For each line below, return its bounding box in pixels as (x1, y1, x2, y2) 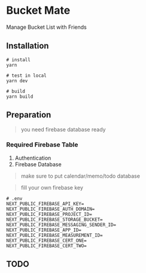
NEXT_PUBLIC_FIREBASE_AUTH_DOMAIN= (6, 206, 95, 212)
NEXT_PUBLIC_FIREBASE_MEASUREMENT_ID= (6, 232, 103, 238)
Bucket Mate (6, 4, 71, 17)
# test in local (6, 73, 47, 79)
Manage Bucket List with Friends (6, 23, 87, 31)
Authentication (14, 154, 51, 161)
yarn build (6, 94, 34, 100)
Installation (6, 41, 49, 51)
